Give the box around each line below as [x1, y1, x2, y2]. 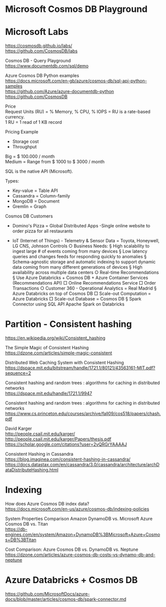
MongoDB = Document [12, 198, 60, 204]
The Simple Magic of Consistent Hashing [5, 345, 89, 351]
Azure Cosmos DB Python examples [5, 73, 80, 79]
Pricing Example [5, 129, 39, 135]
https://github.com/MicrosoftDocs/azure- [5, 591, 90, 597]
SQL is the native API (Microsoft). [5, 168, 74, 175]
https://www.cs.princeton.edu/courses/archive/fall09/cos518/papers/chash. [5, 410, 161, 416]
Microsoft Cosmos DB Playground [5, 3, 148, 15]
